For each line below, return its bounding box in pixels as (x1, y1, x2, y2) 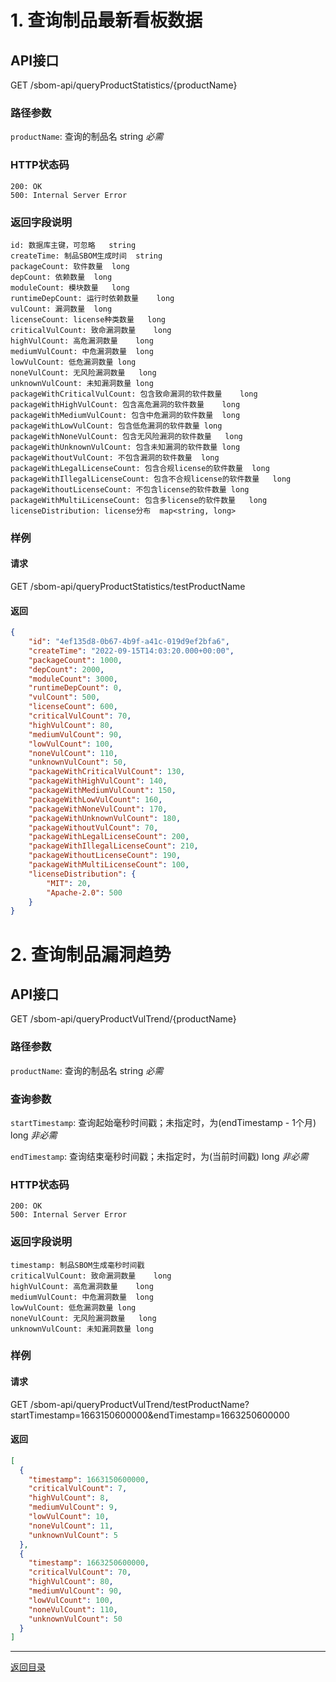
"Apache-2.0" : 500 (46, 887, 123, 898)
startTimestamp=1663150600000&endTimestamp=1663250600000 (10, 1409, 290, 1421)
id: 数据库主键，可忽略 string (10, 240, 137, 250)
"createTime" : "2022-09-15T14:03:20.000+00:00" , (28, 646, 235, 656)
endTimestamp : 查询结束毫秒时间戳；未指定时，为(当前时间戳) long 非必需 (10, 1150, 309, 1162)
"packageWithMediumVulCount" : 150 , (28, 786, 177, 796)
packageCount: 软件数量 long (10, 261, 130, 271)
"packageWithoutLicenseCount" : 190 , (28, 851, 182, 861)
